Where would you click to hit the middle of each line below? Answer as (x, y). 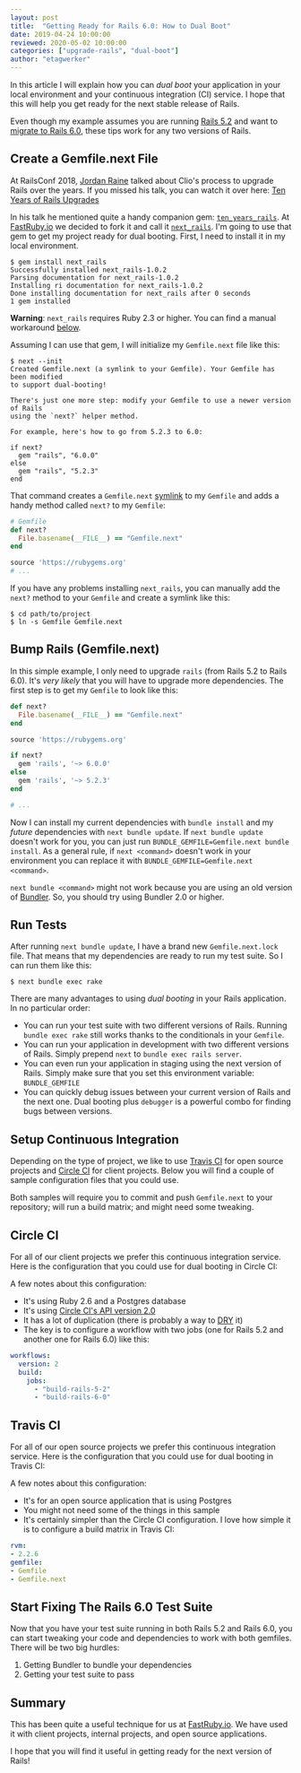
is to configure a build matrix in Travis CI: (99, 1529)
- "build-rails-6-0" (72, 1397)
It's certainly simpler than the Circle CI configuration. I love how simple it (157, 1520)
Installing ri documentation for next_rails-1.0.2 (107, 285)
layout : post (34, 17)
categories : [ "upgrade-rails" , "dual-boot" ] (95, 51)
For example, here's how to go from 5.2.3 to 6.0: (107, 431)
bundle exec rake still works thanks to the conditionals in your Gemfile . (154, 1035)
